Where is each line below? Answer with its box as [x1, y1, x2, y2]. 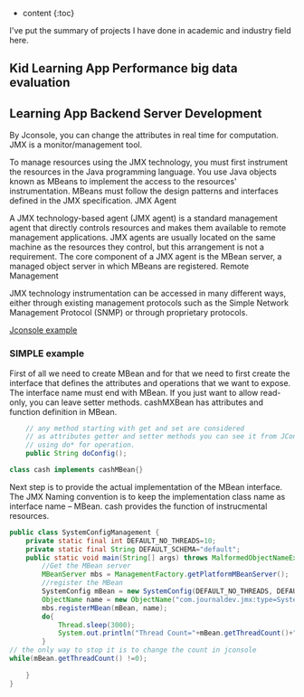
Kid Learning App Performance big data [9, 61, 238, 76]
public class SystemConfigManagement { [9, 528, 160, 537]
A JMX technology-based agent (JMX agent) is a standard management [9, 212, 279, 224]
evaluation [9, 75, 71, 90]
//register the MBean [42, 579, 124, 588]
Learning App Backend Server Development [9, 106, 262, 121]
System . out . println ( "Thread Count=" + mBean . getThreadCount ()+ [57, 628, 294, 638]
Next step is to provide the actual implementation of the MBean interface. [9, 481, 283, 492]
